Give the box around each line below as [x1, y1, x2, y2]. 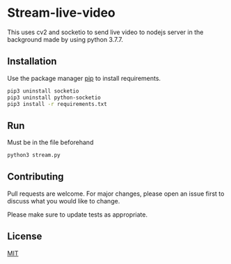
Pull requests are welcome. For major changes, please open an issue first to [7, 189, 225, 198]
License [7, 231, 42, 242]
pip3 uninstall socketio [7, 87, 79, 95]
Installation [7, 56, 57, 68]
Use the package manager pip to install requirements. [7, 74, 161, 82]
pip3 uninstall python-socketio [7, 94, 101, 101]
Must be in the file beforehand [7, 138, 94, 147]
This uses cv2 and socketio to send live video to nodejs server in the [7, 28, 204, 36]
